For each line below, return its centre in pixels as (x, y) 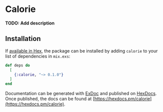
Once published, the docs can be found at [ (50, 99)
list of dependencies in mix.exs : (38, 56)
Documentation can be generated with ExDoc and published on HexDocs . (81, 93)
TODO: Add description (30, 23)
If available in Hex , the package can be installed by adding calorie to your (81, 50)
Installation (23, 39)
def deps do (17, 65)
